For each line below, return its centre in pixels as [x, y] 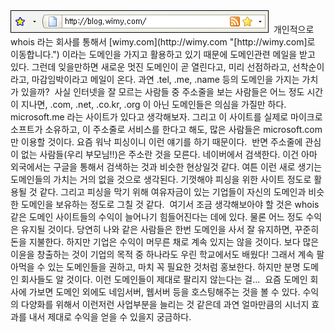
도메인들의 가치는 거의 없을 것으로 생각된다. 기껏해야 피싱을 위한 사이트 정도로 [161, 179]
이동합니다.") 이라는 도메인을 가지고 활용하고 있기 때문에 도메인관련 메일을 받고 [163, 54]
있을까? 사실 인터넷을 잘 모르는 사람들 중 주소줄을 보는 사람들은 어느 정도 [162, 92]
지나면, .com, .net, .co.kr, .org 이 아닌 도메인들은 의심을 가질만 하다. [153, 104]
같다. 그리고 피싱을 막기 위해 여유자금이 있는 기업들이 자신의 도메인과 [173, 192]
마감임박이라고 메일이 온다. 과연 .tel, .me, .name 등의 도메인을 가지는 [165, 79]
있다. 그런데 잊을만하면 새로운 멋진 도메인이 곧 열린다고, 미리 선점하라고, [150, 67]
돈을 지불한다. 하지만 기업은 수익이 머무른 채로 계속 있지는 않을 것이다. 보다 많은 [165, 242]
